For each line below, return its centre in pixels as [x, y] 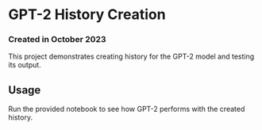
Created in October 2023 [57, 40]
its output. [25, 65]
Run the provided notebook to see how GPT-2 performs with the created [127, 109]
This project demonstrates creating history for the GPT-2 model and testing [131, 56]
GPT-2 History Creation [87, 15]
